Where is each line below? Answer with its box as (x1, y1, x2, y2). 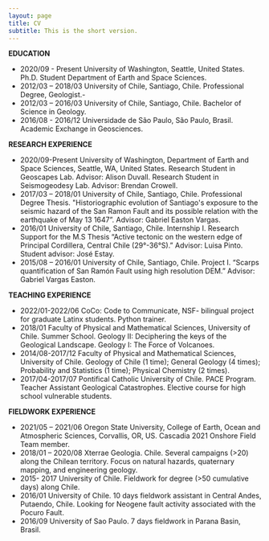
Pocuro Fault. (19, 508, 64, 518)
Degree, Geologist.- (19, 90, 86, 100)
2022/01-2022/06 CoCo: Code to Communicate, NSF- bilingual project (19, 306, 255, 316)
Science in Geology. (19, 107, 87, 117)
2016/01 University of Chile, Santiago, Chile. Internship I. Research (19, 223, 239, 233)
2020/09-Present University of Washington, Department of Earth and (19, 155, 249, 165)
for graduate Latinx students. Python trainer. (19, 314, 167, 324)
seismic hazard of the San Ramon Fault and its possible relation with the (19, 207, 259, 216)
